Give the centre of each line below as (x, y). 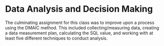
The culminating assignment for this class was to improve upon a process (80, 23)
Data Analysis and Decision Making (79, 9)
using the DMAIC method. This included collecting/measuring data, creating (82, 27)
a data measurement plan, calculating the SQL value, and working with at (79, 33)
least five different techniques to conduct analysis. (56, 38)
